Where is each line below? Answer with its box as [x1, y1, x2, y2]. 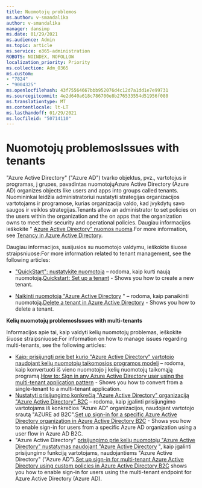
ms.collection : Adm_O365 [6, 65, 69, 71]
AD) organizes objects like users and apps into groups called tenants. [6, 187, 179, 194]
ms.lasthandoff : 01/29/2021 [6, 110, 77, 116]
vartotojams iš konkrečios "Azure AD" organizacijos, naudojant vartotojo [14, 405, 195, 412]
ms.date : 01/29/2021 [6, 31, 58, 37]
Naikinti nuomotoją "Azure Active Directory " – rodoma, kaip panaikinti [14, 293, 189, 300]
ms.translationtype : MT [6, 98, 66, 104]
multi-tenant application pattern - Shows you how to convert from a [14, 379, 183, 386]
